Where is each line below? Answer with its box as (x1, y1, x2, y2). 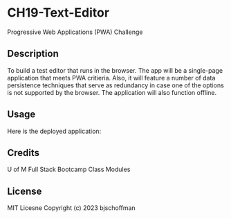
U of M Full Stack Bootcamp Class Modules (7, 165, 131, 174)
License (7, 185, 42, 197)
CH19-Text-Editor (7, 5, 109, 21)
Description (7, 48, 59, 60)
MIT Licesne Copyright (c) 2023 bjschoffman (7, 204, 136, 212)
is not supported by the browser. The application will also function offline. (7, 88, 216, 96)
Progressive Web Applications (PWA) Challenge (7, 28, 143, 36)
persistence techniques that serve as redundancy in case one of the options (7, 81, 225, 89)
